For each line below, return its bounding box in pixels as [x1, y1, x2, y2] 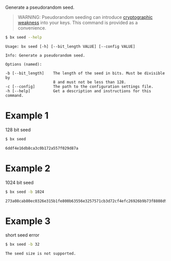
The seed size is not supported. [5, 251, 76, 256]
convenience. [17, 25, 47, 31]
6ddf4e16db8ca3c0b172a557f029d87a [5, 146, 79, 151]
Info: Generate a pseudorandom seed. [5, 53, 85, 58]
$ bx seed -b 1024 [5, 189, 44, 194]
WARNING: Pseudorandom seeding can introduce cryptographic [17, 14, 153, 20]
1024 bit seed [5, 179, 34, 185]
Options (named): [5, 62, 42, 67]
